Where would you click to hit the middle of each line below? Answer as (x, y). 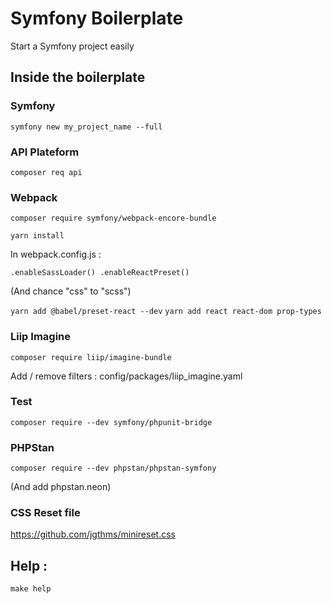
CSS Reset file (45, 513)
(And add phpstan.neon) (61, 487)
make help (31, 589)
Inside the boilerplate (78, 77)
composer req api (46, 172)
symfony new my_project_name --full (86, 127)
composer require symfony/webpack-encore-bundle (113, 218)
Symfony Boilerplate (97, 18)
